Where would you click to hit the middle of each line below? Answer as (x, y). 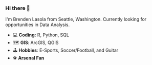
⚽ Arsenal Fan (28, 58)
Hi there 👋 (18, 8)
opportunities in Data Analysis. (38, 25)
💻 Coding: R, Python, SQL (41, 35)
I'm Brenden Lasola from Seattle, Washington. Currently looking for (76, 19)
